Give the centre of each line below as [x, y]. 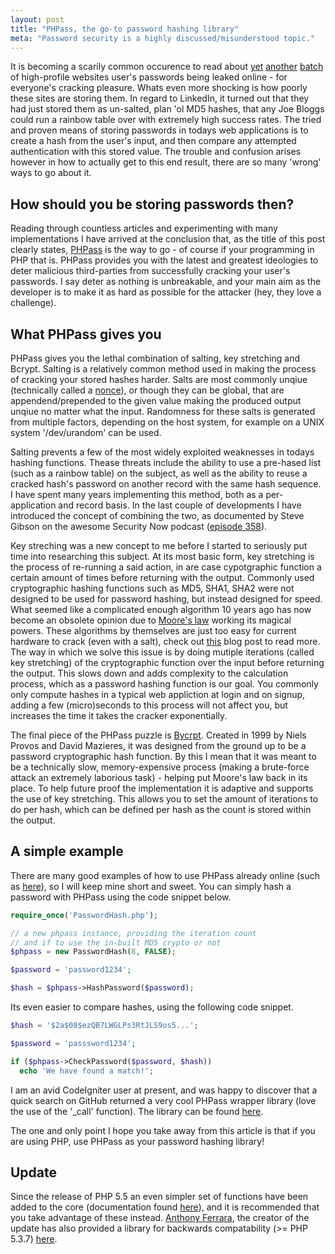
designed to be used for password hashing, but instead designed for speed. [166, 599]
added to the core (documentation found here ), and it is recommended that [165, 1207]
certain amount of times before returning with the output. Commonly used [162, 577]
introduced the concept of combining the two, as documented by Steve [157, 515]
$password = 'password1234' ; [71, 970]
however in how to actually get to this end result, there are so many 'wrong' [166, 162]
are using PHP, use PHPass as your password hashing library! [137, 1141]
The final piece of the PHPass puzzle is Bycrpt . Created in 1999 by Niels [158, 735]
